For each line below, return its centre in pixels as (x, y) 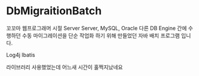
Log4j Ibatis (21, 55)
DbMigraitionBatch (54, 11)
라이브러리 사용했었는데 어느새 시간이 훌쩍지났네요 (65, 67)
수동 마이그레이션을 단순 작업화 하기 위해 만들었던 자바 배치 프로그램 (101, 35)
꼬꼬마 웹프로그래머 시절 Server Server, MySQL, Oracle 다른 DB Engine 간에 (97, 28)
